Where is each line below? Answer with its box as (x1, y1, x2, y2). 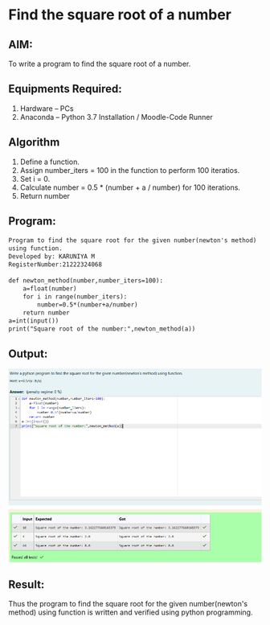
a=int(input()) (8, 317, 59, 325)
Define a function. (19, 157, 80, 167)
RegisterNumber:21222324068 (8, 261, 103, 269)
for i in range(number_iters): (22, 293, 128, 301)
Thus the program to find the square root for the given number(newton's (8, 599, 248, 609)
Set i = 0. (19, 174, 51, 183)
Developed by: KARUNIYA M (8, 253, 95, 261)
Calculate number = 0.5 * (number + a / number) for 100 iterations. (19, 183, 241, 192)
